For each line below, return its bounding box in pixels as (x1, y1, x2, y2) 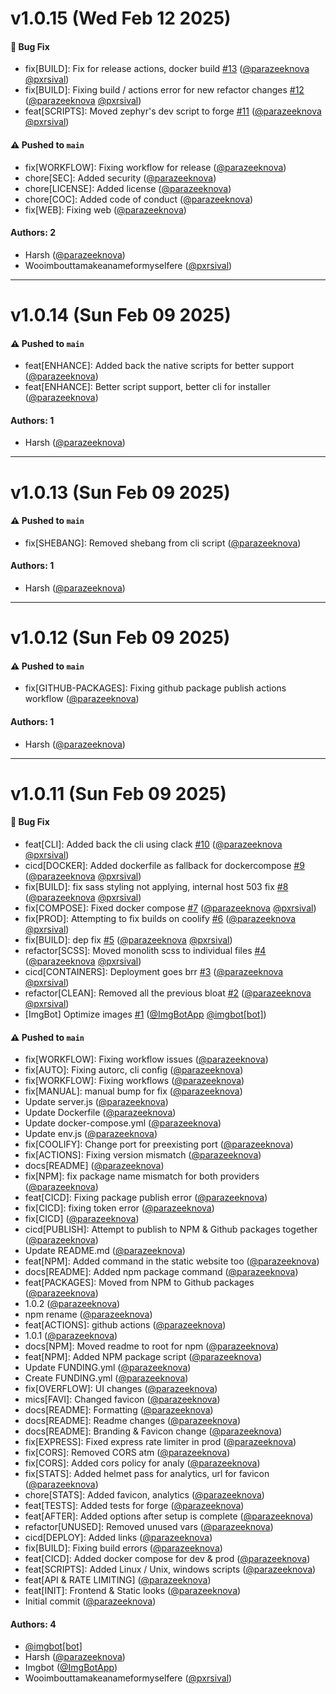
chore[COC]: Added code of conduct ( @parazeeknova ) (24, 193, 254, 205)
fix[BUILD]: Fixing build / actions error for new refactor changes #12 (24, 84, 305, 96)
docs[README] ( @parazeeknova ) (24, 1160, 165, 1172)
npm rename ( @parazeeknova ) (24, 1308, 153, 1321)
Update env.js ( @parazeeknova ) (24, 1128, 158, 1140)
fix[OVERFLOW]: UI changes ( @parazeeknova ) (24, 1383, 218, 1395)
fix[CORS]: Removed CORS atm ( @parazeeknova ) (24, 1447, 231, 1459)
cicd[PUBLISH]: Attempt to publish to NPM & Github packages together (24, 1223, 318, 1236)
